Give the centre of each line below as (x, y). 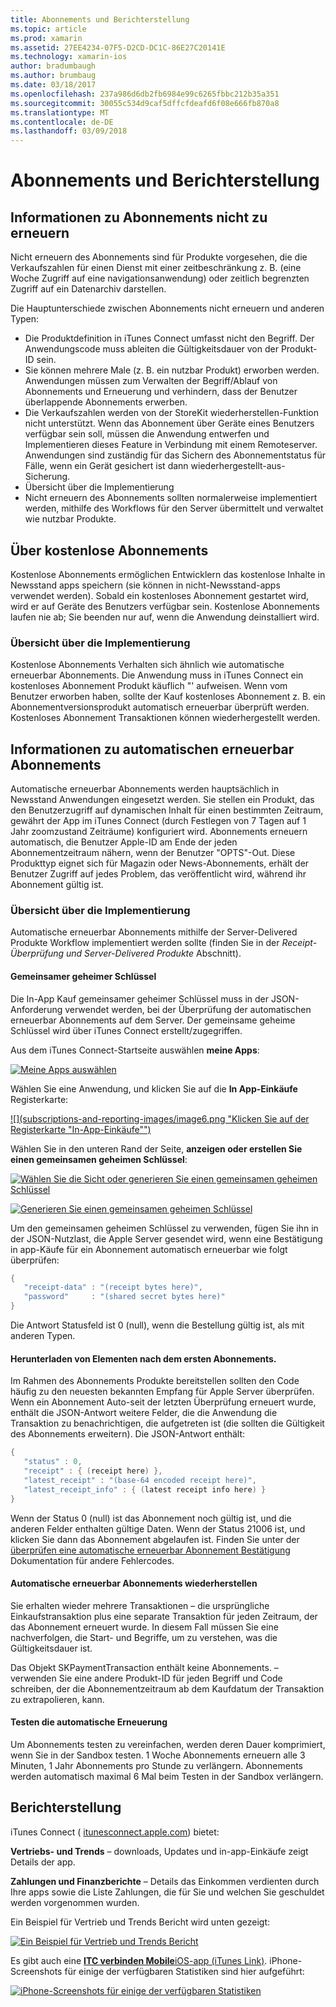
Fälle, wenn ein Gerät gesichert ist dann (106, 466)
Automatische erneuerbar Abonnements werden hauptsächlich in (145, 789)
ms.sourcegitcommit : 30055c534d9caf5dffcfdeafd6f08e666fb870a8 (145, 103)
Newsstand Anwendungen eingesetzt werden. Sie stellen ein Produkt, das (162, 800)
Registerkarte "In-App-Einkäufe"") (81, 1129)
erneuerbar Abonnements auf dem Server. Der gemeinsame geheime (153, 1020)
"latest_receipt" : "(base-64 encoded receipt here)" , (140, 1480)
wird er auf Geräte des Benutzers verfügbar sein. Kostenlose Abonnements (165, 606)
